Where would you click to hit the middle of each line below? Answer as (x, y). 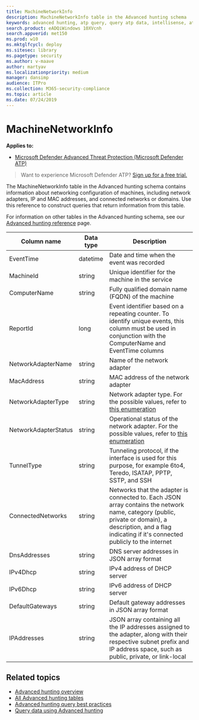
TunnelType (26, 465)
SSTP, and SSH (131, 480)
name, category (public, (142, 512)
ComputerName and (137, 343)
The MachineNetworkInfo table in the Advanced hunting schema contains (96, 186)
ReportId (21, 328)
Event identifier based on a (147, 306)
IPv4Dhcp (23, 572)
